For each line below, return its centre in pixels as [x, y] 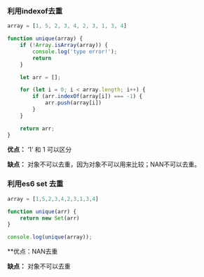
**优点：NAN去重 [33, 251]
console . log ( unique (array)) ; [50, 237]
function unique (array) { [45, 39]
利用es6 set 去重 [35, 184]
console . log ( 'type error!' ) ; [75, 51]
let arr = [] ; [40, 77]
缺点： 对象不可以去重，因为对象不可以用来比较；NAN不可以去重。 [104, 164]
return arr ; [37, 128]
